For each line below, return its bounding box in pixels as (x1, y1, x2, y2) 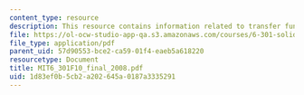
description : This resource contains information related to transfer (9, 22, 281, 31)
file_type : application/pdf (9, 38, 116, 48)
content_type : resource (9, 13, 100, 23)
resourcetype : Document (9, 55, 100, 64)
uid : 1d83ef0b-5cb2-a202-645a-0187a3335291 (9, 72, 176, 81)
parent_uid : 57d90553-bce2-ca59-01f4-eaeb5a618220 (9, 47, 204, 56)
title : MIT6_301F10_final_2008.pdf (9, 64, 144, 73)
